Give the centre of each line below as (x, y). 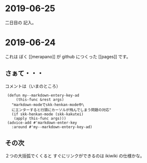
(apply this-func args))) (40, 118)
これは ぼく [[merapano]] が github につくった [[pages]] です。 (68, 56)
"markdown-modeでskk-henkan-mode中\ (48, 105)
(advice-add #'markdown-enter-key (42, 123)
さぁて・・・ (24, 73)
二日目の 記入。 (21, 22)
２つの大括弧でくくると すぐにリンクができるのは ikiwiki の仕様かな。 (75, 156)
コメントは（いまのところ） (33, 86)
